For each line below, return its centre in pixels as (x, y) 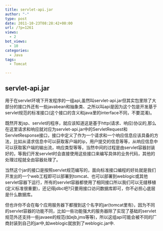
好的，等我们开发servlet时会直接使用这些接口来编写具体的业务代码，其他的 (80, 153)
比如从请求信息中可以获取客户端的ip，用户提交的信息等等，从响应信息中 (86, 141)
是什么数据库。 (20, 194)
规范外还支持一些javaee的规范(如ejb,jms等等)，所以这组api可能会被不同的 (79, 217)
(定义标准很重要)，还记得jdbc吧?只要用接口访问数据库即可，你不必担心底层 (80, 188)
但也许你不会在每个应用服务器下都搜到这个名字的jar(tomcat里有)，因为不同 (80, 205)
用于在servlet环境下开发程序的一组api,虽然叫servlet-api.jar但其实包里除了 (79, 100)
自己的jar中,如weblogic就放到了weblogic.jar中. (68, 223)
